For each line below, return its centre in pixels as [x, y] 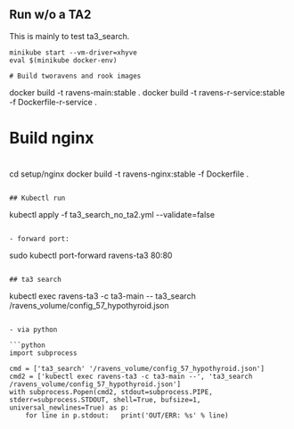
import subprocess [43, 353]
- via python [33, 330]
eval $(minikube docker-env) [63, 60]
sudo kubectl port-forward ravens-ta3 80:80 [91, 256]
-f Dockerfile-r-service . [53, 102]
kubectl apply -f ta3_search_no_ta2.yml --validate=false [112, 215]
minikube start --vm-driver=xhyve [73, 53]
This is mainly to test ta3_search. [69, 36]
